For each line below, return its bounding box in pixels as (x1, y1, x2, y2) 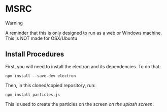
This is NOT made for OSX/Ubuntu (5, 35, 78, 41)
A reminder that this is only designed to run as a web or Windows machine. (5, 30, 162, 36)
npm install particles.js (5, 92, 60, 97)
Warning (5, 20, 23, 26)
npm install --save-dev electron (5, 73, 76, 78)
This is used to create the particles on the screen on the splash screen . (5, 101, 154, 107)
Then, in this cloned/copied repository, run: (5, 82, 96, 88)
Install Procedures (5, 50, 64, 59)
